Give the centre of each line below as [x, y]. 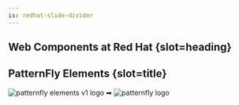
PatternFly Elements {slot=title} [88, 74]
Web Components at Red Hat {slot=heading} [120, 47]
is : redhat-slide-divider [50, 15]
